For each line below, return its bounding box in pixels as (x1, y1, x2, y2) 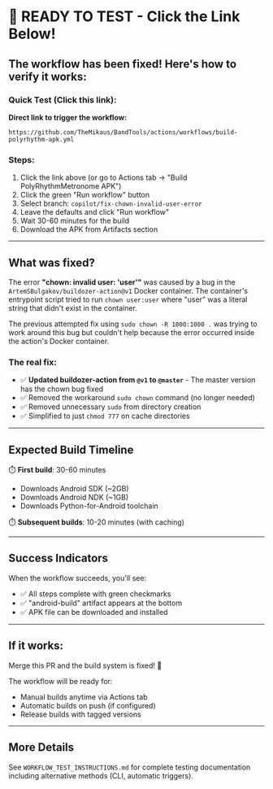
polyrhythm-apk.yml (8, 135, 75, 143)
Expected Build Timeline (8, 442, 134, 456)
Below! (8, 24, 56, 43)
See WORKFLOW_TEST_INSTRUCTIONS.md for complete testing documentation (8, 762, 251, 772)
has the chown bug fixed (19, 384, 104, 394)
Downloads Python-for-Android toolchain (19, 501, 158, 511)
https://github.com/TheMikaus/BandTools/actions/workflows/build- (8, 128, 238, 137)
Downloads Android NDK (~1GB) (19, 492, 129, 503)
